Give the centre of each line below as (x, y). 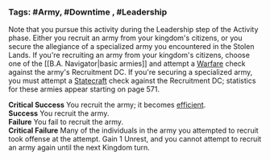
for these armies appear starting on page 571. (84, 89)
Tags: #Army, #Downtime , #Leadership (88, 12)
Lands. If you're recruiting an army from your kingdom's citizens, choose (129, 55)
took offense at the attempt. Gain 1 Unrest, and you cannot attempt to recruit (135, 139)
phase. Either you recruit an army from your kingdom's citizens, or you (125, 38)
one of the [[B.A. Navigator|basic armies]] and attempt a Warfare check (127, 64)
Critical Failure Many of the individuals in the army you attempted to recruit (134, 130)
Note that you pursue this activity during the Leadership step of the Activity (133, 30)
